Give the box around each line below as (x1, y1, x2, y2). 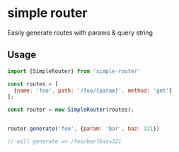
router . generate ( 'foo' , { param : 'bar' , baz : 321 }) (7, 125, 160, 132)
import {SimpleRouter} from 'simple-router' (7, 67, 141, 75)
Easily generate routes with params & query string (7, 28, 154, 37)
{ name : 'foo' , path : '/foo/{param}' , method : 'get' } (13, 87, 173, 94)
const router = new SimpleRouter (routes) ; (7, 106, 134, 114)
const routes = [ (7, 80, 59, 88)
